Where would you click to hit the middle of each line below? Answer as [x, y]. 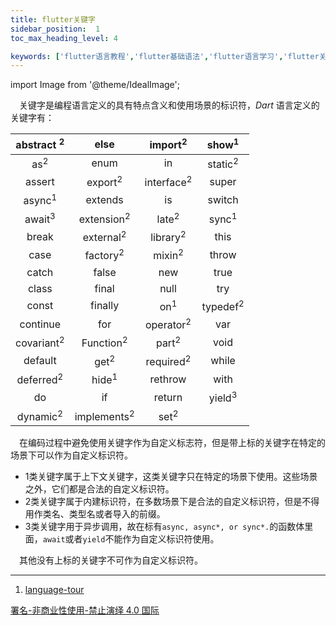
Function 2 [104, 342]
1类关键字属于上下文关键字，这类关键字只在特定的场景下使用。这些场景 [171, 476]
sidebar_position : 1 [55, 29]
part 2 [168, 342]
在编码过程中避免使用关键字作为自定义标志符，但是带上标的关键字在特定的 [172, 442]
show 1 [223, 144]
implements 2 [104, 415]
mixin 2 [168, 255]
